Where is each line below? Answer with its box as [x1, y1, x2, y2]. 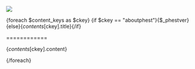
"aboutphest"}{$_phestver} [122, 17, 189, 23]
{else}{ [6, 23, 23, 30]
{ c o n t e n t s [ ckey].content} [6, 46, 67, 52]
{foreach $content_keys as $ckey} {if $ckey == [6, 17, 122, 23]
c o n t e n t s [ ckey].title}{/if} [22, 23, 82, 30]
